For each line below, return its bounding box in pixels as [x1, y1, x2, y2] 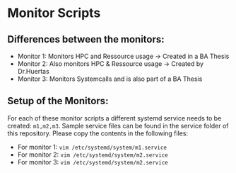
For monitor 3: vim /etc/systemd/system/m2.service [17, 157, 168, 166]
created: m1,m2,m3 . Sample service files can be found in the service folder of [7, 121, 229, 130]
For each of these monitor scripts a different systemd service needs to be [7, 113, 222, 122]
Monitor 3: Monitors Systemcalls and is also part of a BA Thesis [17, 74, 203, 83]
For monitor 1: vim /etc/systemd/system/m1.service [17, 143, 167, 151]
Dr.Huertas [17, 67, 49, 75]
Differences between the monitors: [7, 33, 165, 45]
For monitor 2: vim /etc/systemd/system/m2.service [17, 150, 168, 159]
